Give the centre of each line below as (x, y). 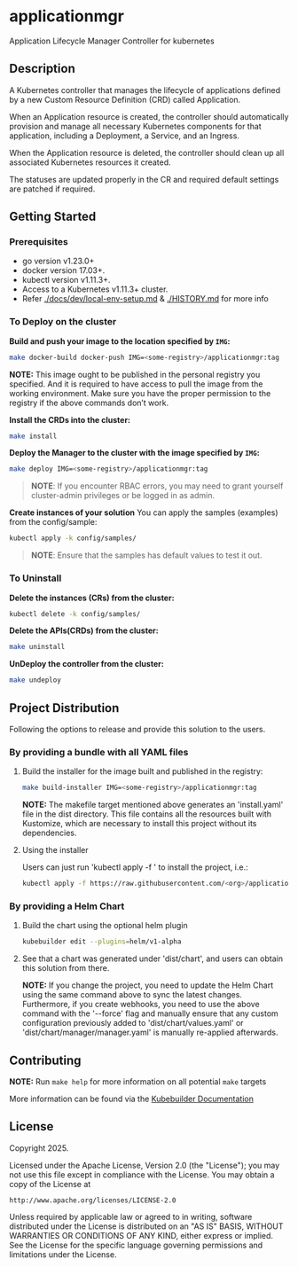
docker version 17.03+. (63, 270)
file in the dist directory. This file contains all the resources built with (147, 814)
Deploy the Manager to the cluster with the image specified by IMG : (134, 453)
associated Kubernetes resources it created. (90, 162)
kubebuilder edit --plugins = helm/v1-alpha (102, 942)
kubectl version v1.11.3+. (66, 280)
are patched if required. (52, 189)
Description (42, 69)
